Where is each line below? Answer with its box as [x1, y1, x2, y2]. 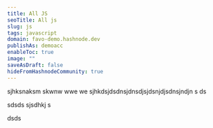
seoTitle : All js [7, 17, 57, 24]
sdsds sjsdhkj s [7, 100, 51, 109]
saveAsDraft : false [7, 62, 64, 68]
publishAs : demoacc [7, 42, 64, 49]
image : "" [7, 55, 36, 62]
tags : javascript [7, 29, 57, 37]
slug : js [7, 23, 33, 30]
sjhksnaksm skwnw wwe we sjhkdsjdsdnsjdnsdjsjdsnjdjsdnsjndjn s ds [7, 87, 207, 95]
